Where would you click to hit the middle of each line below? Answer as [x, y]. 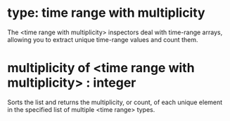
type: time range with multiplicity [106, 13]
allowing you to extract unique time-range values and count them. [103, 39]
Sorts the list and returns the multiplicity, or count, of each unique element [115, 102]
